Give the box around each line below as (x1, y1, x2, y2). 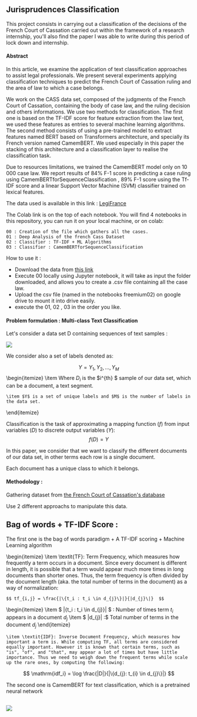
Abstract (6, 52, 28, 59)
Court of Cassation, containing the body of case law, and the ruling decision (6, 102, 191, 109)
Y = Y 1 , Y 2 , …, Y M (78, 364, 119, 372)
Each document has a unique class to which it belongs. (6, 465, 139, 472)
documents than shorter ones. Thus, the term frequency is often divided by (6, 572, 188, 579)
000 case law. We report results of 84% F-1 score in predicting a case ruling (6, 170, 191, 177)
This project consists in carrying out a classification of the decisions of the (6, 20, 187, 27)
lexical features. (6, 188, 45, 196)
